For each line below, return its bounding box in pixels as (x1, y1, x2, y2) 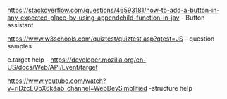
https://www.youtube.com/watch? (7, 77, 106, 85)
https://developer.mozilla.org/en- (50, 55, 147, 64)
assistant (7, 21, 34, 29)
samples (7, 42, 32, 50)
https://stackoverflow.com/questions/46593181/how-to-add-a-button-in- (7, 6, 220, 14)
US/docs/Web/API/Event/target (7, 63, 98, 71)
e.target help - (7, 55, 49, 64)
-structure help (149, 84, 192, 92)
